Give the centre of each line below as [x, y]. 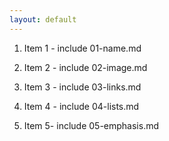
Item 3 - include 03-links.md [82, 87]
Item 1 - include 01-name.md [82, 48]
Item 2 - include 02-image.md [85, 67]
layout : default [43, 19]
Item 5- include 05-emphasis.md [91, 125]
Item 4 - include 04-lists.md [81, 106]
